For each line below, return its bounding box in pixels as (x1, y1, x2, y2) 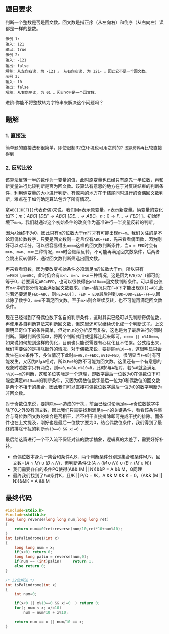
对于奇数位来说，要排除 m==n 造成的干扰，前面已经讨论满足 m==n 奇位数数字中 (5, 400, 160, 407)
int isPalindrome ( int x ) (5, 582, 57, 587)
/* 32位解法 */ (5, 578, 35, 583)
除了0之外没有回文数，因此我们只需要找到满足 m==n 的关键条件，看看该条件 (5, 407, 158, 413)
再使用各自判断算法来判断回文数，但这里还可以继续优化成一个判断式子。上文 (5, 321, 164, 327)
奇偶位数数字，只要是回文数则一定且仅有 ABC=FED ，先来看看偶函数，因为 (9, 236, 158, 242)
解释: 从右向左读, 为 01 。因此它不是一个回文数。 (5, 90, 99, 95)
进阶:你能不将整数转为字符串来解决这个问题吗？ (5, 99, 104, 105)
